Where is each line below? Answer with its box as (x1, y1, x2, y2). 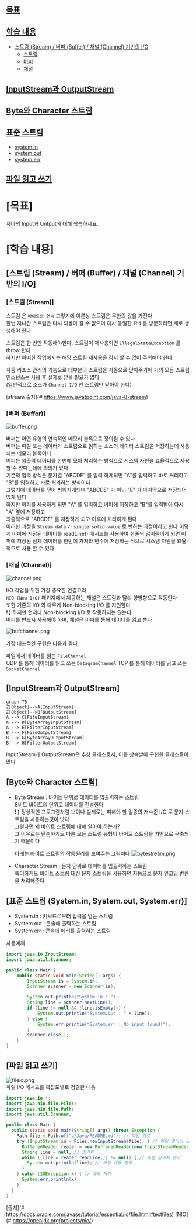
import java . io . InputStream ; (6, 952, 77, 957)
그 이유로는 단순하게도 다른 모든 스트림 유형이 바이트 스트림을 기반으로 (14, 831, 174, 838)
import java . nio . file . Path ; (6, 1106, 75, 1112)
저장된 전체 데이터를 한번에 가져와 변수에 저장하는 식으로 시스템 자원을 (16, 538, 176, 545)
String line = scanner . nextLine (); (27, 1000, 114, 1005)
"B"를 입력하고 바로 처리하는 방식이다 (6, 479, 91, 486)
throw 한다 (6, 347, 31, 353)
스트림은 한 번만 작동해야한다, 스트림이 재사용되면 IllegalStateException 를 (6, 339, 181, 346)
